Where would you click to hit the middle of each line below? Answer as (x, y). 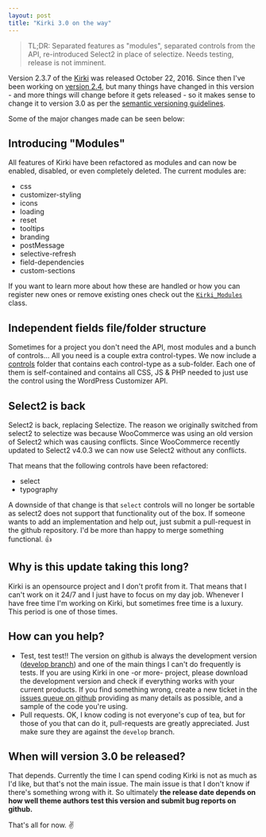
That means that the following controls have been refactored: (108, 465)
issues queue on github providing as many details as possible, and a (131, 698)
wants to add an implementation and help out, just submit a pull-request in (130, 522)
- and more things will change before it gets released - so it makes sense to (132, 94)
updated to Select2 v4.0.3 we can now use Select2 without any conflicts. (127, 450)
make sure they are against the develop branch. (97, 731)
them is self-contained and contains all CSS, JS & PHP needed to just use (128, 372)
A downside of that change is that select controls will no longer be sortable (132, 504)
